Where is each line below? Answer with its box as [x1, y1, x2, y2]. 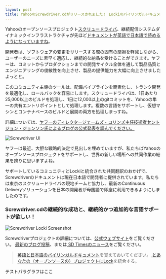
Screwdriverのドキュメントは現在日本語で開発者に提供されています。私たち [5, 174, 159, 180]
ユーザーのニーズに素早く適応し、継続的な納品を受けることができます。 [5, 55, 152, 61]
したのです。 [5, 193, 31, 199]
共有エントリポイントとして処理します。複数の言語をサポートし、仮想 [13, 102, 157, 108]
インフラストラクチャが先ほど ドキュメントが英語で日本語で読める [26, 32, 161, 38]
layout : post [5, 7, 32, 12]
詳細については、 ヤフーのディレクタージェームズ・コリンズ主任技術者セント [5, 119, 160, 125]
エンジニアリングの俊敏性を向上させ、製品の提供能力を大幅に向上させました [5, 67, 161, 73]
